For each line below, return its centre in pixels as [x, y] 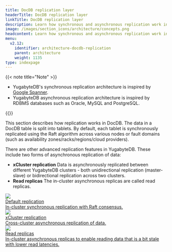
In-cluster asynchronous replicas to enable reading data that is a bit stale [82, 239]
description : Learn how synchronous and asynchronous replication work [83, 24]
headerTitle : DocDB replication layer [47, 15]
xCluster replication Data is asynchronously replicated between [80, 165]
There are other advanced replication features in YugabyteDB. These [78, 150]
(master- [154, 170]
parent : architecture [37, 53]
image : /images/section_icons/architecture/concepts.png [67, 29]
